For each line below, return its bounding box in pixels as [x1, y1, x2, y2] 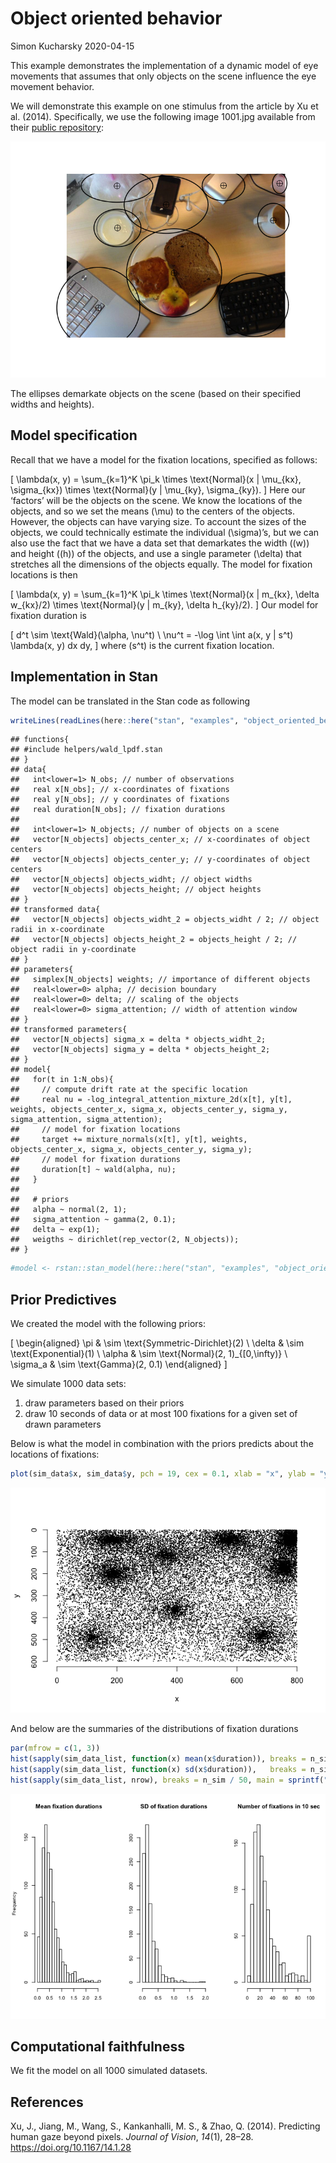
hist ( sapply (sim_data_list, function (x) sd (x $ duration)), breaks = [10, 1764, 307, 1774]
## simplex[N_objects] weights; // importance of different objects [10, 975, 311, 985]
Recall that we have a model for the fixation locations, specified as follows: [10, 453, 318, 466]
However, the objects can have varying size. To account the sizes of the [10, 515, 307, 527]
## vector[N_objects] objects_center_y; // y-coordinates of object [10, 855, 311, 865]
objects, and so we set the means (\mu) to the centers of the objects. [10, 505, 295, 517]
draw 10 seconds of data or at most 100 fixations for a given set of [24, 1408, 298, 1420]
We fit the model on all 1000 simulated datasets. [10, 2065, 208, 2077]
